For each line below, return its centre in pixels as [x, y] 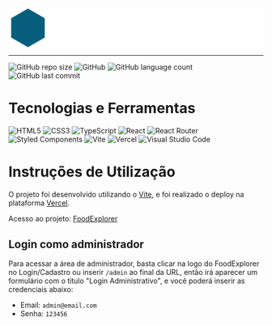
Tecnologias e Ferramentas [102, 108]
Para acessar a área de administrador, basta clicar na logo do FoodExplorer [134, 264]
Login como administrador [76, 244]
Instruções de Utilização [92, 172]
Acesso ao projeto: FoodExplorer [63, 219]
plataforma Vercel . [39, 203]
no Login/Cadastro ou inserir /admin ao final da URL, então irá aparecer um [133, 272]
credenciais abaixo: [41, 289]
